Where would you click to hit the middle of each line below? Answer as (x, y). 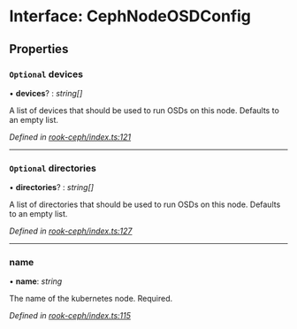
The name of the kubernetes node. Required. (91, 299)
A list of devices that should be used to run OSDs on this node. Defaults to (145, 110)
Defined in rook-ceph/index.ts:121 (70, 137)
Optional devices (46, 74)
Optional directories (53, 168)
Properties (39, 49)
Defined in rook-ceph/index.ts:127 (71, 231)
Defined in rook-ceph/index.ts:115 (70, 316)
